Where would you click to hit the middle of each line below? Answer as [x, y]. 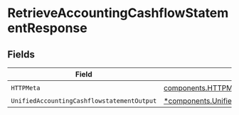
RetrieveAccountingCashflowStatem [118, 13]
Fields [21, 54]
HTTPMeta [26, 88]
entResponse [47, 28]
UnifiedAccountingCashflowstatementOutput [84, 101]
